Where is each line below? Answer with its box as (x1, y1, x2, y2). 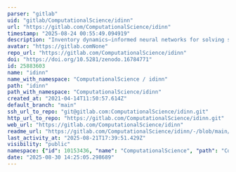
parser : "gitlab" (7, 10, 58, 18)
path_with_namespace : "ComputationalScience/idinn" (7, 88, 162, 95)
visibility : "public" (7, 141, 71, 148)
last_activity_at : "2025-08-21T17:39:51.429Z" (7, 134, 146, 141)
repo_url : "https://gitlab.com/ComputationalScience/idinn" (7, 50, 188, 57)
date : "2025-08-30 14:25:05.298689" (7, 154, 114, 161)
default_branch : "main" (7, 102, 77, 109)
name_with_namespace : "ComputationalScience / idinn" (7, 75, 169, 83)
